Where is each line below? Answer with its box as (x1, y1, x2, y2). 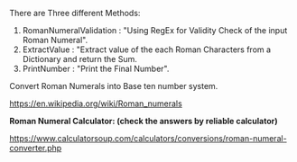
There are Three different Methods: (9, 8, 141, 18)
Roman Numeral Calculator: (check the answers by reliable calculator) (9, 116, 278, 126)
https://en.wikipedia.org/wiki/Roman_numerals (9, 98, 182, 109)
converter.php (9, 143, 62, 153)
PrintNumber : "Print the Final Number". (22, 63, 170, 74)
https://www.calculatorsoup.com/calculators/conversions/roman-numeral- (9, 133, 287, 143)
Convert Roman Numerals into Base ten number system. (9, 81, 218, 91)
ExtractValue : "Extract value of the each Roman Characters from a (22, 44, 272, 55)
